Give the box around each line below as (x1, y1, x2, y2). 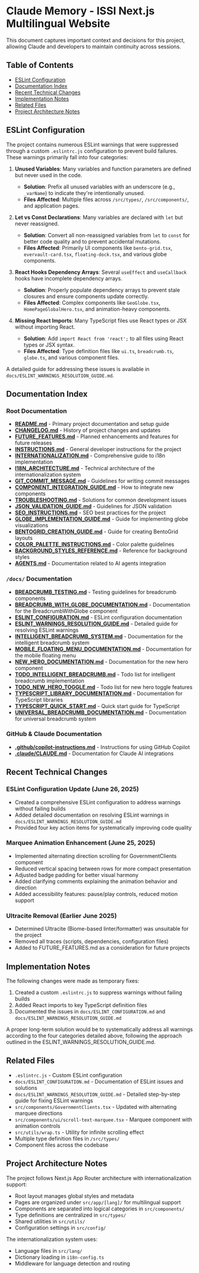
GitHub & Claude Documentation (6, 730, 102, 738)
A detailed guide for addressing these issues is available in (6, 365, 150, 372)
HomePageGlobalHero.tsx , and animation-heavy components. (23, 305, 171, 313)
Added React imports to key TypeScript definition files (14, 1001, 147, 1009)
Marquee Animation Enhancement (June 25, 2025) (6, 839, 156, 847)
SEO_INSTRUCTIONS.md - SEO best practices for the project (14, 509, 166, 517)
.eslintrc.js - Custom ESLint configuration (14, 1071, 123, 1079)
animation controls (14, 1122, 61, 1129)
